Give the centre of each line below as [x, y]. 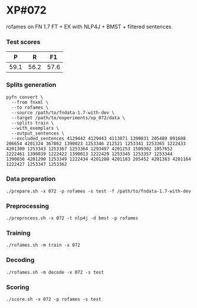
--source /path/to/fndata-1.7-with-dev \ [63, 113]
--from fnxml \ [30, 102]
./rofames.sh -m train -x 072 [43, 245]
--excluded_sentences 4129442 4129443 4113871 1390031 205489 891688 [98, 138]
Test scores [23, 42]
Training [18, 233]
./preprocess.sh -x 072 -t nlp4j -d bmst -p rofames [72, 218]
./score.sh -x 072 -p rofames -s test [54, 299]
